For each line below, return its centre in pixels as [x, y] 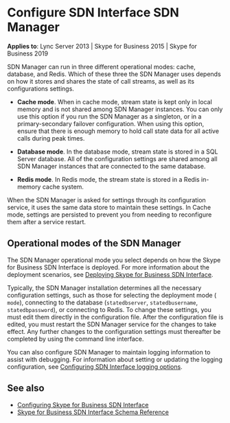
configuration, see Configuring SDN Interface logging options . [95, 366]
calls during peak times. [51, 138]
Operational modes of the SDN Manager [94, 244]
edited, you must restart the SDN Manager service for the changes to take [112, 324]
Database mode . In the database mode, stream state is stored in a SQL [117, 152]
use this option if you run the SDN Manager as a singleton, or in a [109, 116]
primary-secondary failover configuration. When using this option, [111, 123]
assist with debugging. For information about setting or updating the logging [115, 359]
